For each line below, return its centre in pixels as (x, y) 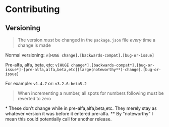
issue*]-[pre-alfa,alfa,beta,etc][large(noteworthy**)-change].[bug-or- (83, 70)
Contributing (33, 9)
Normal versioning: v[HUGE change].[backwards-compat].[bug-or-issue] (80, 55)
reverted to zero (34, 99)
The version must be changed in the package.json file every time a (86, 40)
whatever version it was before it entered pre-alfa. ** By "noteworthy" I (79, 114)
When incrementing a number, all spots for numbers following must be (91, 93)
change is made (34, 45)
